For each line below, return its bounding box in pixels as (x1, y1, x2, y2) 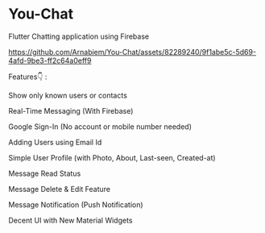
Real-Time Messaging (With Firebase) (8, 106, 134, 115)
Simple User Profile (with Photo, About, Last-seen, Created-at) (8, 152, 216, 162)
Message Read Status (8, 169, 81, 178)
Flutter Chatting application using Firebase (8, 31, 150, 41)
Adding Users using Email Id (8, 137, 102, 147)
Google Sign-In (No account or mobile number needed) (8, 122, 192, 131)
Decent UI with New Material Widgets (8, 215, 133, 225)
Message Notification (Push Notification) (8, 199, 143, 210)
